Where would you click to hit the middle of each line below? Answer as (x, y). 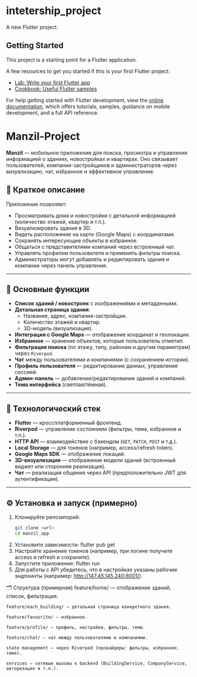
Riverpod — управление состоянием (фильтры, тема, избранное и (98, 429)
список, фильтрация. (32, 596)
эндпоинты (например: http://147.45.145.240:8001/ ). (79, 576)
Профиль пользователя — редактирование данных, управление (96, 366)
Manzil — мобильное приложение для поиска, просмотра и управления (97, 153)
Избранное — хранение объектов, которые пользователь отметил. (99, 341)
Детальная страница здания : (52, 310)
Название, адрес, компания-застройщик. (75, 316)
